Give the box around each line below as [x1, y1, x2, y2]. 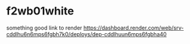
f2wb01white [6, 4, 75, 18]
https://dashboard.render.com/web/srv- [83, 24, 185, 31]
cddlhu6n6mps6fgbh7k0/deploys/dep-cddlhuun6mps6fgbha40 [6, 30, 167, 37]
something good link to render [6, 24, 82, 31]
